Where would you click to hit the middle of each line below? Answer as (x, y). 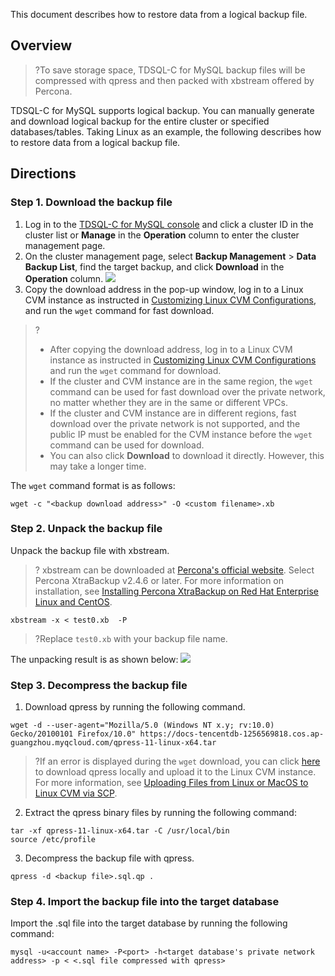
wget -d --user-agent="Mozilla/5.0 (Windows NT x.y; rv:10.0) (142, 725)
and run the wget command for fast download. (119, 310)
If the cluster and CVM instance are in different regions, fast (173, 413)
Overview (41, 45)
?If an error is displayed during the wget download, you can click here (177, 761)
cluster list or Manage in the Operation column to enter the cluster (162, 235)
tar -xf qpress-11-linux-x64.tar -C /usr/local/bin (120, 831)
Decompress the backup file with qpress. (109, 858)
